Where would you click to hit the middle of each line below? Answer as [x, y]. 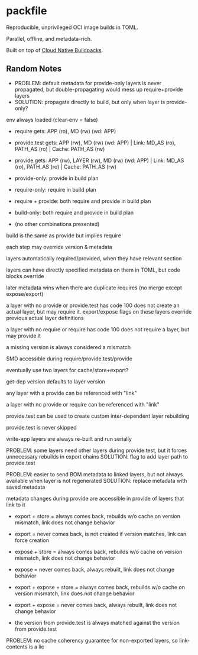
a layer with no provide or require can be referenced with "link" [83, 404]
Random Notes [34, 69]
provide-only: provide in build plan [56, 178]
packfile [27, 11]
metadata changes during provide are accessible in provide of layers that [95, 498]
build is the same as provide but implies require [64, 235]
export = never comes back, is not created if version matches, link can [100, 534]
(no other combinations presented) [57, 224]
